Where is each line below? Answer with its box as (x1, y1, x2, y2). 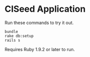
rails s (4, 38, 21, 43)
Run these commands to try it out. (4, 20, 74, 26)
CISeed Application (4, 3, 86, 15)
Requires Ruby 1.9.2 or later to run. (4, 46, 75, 52)
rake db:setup (4, 33, 34, 38)
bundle (4, 29, 18, 34)
